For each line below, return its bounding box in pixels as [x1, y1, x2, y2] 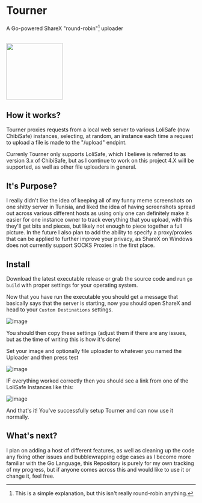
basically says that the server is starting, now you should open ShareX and [6, 299, 191, 307]
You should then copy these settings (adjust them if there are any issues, [6, 330, 187, 337]
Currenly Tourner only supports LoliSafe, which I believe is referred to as [6, 151, 186, 158]
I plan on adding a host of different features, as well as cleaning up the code [6, 446, 195, 454]
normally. [6, 413, 29, 420]
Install [6, 259, 30, 269]
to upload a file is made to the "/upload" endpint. [6, 139, 127, 146]
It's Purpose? [6, 181, 58, 191]
